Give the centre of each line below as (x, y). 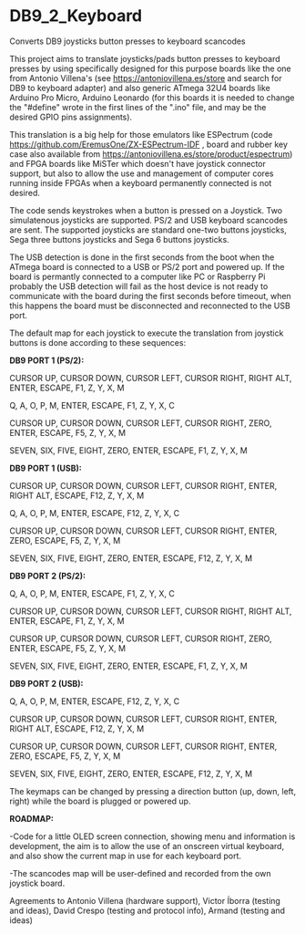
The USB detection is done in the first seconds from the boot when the (142, 257)
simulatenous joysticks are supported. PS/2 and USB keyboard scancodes (149, 220)
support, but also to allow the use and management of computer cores (142, 173)
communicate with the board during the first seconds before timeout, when (150, 296)
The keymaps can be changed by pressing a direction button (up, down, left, (153, 791)
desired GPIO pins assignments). (71, 117)
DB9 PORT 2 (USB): (46, 683)
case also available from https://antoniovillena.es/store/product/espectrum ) (151, 154)
